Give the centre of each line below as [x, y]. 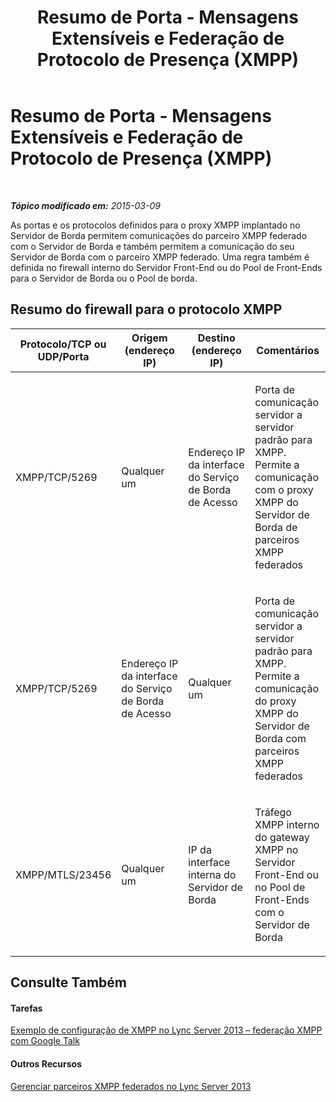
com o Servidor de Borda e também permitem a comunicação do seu [152, 246]
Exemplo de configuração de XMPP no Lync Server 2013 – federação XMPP [166, 1030]
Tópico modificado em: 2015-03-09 [85, 205]
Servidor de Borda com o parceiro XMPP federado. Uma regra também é [160, 257]
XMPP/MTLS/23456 [63, 874]
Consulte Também [69, 982]
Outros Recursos [46, 1063]
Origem [149, 338]
